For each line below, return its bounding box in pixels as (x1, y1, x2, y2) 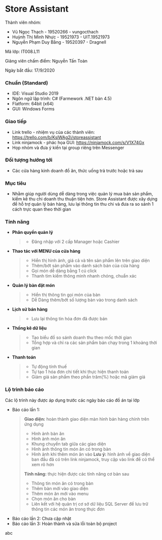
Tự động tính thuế (31, 364, 67, 370)
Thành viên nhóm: (5, 19, 41, 25)
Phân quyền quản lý (12, 229, 53, 235)
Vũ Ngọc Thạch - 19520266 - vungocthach (12, 29, 98, 34)
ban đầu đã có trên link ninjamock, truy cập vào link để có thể (31, 456, 155, 462)
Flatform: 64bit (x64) (12, 101, 54, 107)
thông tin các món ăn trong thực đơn (31, 506, 105, 512)
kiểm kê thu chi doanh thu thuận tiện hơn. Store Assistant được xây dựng (12, 196, 158, 202)
